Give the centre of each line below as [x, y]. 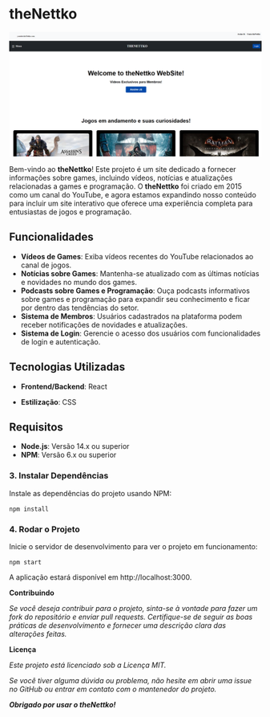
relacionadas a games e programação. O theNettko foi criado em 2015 [126, 186]
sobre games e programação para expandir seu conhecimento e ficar [135, 299]
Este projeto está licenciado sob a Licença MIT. [88, 665]
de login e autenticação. [60, 341]
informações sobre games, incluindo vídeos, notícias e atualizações [121, 178]
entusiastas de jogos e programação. [71, 212]
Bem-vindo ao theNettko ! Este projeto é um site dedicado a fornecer [123, 169]
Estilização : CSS [48, 401]
